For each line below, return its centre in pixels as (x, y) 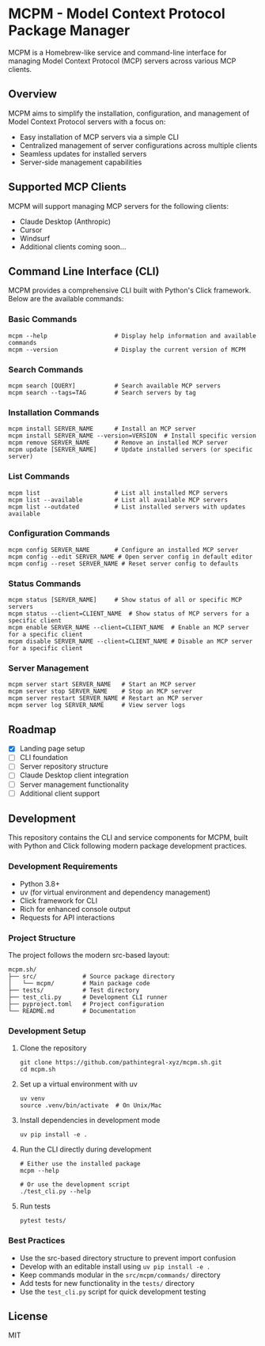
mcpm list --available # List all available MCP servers (118, 500)
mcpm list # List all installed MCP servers (118, 493)
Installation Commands (54, 412)
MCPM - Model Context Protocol (117, 14)
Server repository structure (64, 766)
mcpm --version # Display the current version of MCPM (127, 350)
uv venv (32, 1099)
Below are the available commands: (66, 299)
